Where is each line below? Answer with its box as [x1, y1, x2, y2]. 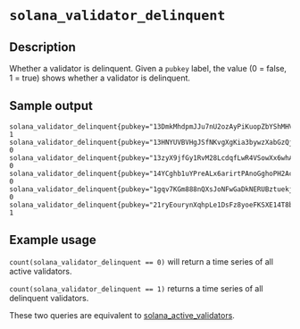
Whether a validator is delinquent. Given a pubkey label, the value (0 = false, [9, 63, 287, 73]
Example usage [9, 232, 96, 248]
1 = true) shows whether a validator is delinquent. [9, 72, 190, 83]
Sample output [9, 98, 94, 114]
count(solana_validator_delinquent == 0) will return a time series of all [9, 256, 274, 266]
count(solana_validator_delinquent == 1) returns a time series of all [9, 283, 263, 293]
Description [9, 39, 76, 55]
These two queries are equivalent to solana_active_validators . [9, 309, 235, 320]
